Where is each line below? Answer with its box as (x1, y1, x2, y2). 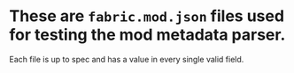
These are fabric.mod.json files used (9, 6, 285, 26)
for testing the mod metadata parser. (9, 25, 286, 45)
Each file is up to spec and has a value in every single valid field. (9, 54, 244, 64)
